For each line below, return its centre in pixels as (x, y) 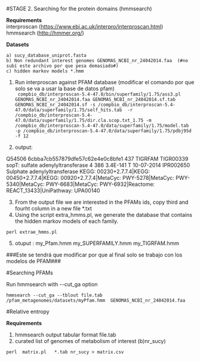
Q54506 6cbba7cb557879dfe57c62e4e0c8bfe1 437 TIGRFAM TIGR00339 (97, 159)
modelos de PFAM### (34, 261)
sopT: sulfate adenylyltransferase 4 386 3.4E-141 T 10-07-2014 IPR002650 (98, 165)
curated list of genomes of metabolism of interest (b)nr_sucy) (90, 341)
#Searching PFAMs (30, 273)
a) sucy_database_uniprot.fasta (46, 56)
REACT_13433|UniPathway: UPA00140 (53, 190)
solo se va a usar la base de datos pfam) (65, 88)
